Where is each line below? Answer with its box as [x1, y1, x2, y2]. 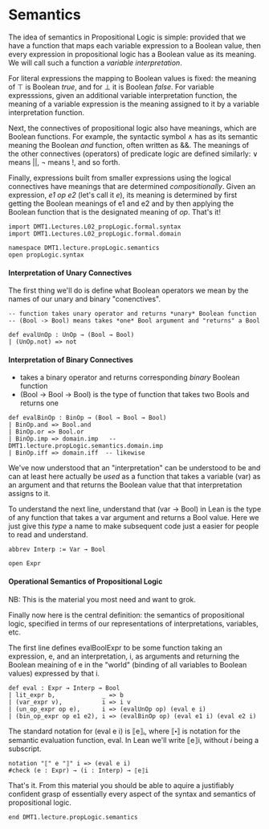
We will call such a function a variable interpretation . [8, 58, 182, 68]
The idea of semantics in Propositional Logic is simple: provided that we [8, 32, 247, 42]
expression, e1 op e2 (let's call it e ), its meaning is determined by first [8, 190, 238, 199]
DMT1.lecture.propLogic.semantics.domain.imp [8, 442, 163, 450]
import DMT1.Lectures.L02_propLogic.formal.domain [8, 229, 181, 238]
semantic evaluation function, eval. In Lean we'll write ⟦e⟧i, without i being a [8, 735, 259, 745]
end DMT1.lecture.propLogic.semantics [8, 813, 138, 821]
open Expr [8, 560, 42, 568]
